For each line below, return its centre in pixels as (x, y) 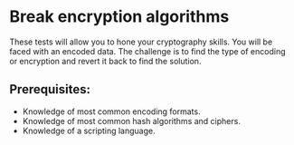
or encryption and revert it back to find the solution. (105, 61)
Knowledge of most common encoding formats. (111, 111)
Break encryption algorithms (119, 17)
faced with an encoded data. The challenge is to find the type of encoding (148, 51)
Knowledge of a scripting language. (89, 130)
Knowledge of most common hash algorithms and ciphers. (132, 121)
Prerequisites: (50, 89)
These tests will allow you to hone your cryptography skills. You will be (141, 42)
